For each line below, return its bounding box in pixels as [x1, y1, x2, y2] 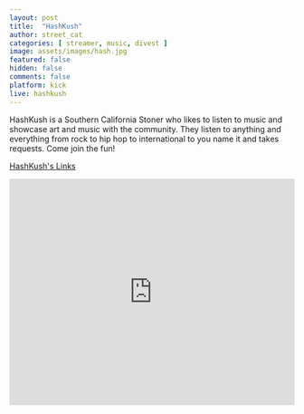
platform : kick [9, 81, 67, 90]
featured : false [9, 55, 71, 64]
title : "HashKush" [9, 22, 83, 31]
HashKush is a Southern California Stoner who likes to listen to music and [9, 114, 283, 125]
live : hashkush [9, 89, 67, 98]
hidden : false [9, 64, 63, 73]
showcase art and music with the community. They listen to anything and [9, 123, 282, 134]
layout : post [9, 13, 59, 23]
